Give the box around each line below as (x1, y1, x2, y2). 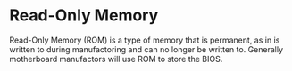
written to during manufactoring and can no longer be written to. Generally (9, 43, 284, 54)
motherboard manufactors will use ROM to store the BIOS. (9, 53, 223, 64)
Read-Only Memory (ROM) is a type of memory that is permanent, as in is (9, 35, 280, 45)
